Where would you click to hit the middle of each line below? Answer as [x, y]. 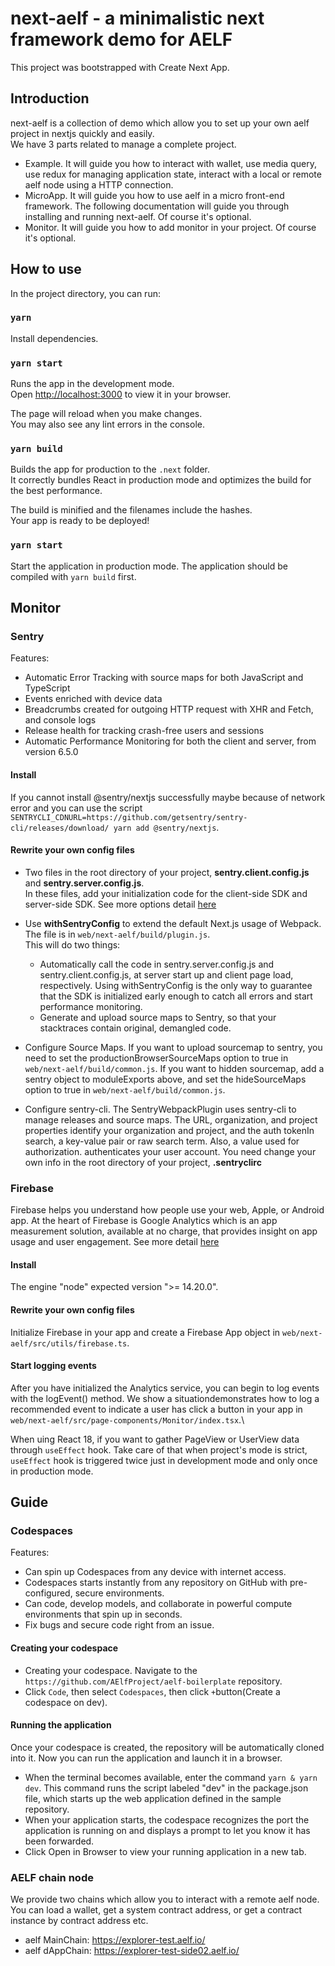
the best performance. [56, 491]
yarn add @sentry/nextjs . [166, 827]
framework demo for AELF [121, 39]
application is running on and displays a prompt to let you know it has [167, 1830]
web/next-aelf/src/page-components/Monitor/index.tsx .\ [127, 1419]
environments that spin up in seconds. [103, 1614]
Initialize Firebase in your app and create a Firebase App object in [145, 1332]
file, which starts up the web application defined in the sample [153, 1798]
